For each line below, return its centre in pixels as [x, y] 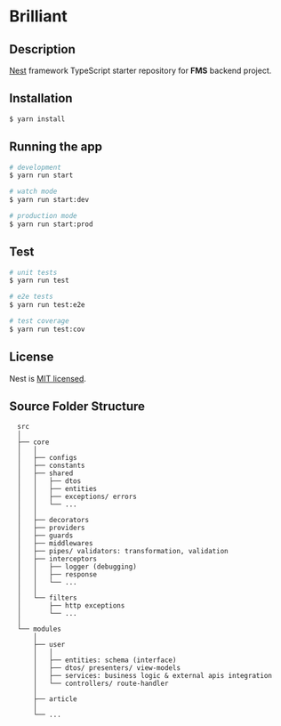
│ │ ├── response [57, 575]
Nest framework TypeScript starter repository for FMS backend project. [140, 70]
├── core [33, 442]
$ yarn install [37, 119]
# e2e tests [31, 297]
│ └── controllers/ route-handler [100, 684]
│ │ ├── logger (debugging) [77, 567]
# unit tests [33, 272]
